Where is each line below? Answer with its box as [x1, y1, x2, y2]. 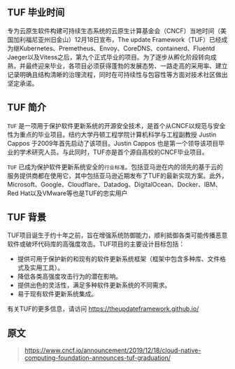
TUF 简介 [7, 102, 47, 113]
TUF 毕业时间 [7, 6, 65, 19]
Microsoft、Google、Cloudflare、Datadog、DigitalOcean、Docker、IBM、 [7, 180, 222, 188]
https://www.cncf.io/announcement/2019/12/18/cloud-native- [24, 346, 201, 355]
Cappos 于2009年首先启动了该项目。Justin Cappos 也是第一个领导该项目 [7, 139, 219, 147]
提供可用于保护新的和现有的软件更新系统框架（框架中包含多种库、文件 [17, 255, 220, 263]
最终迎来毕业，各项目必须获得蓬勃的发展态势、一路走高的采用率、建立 [25, 62, 228, 70]
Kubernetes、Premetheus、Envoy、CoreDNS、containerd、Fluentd [19, 44, 215, 53]
